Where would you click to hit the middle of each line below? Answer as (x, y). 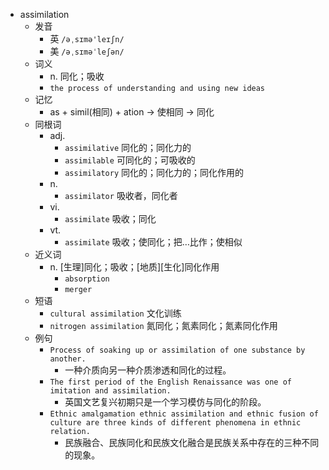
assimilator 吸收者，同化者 (121, 195)
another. (68, 359)
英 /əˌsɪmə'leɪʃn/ (87, 38)
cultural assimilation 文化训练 (115, 313)
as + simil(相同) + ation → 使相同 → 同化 (132, 112)
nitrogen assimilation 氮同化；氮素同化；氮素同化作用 (163, 325)
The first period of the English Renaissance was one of (170, 382)
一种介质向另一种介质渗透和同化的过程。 (148, 370)
